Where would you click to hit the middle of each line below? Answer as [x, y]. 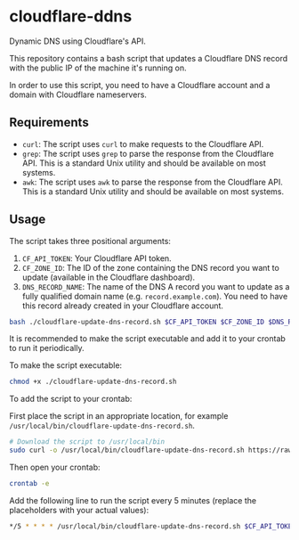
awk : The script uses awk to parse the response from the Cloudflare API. [152, 182]
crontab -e [29, 484]
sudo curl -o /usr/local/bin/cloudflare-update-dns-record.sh [127, 450]
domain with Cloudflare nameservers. [78, 94]
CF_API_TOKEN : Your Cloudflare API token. [97, 258]
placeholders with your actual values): [79, 510]
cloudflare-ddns [71, 16]
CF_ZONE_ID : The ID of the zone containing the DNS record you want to [151, 267]
